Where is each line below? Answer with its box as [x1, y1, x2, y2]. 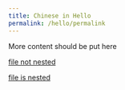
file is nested [8, 72, 50, 82]
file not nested [8, 57, 56, 67]
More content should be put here [8, 41, 118, 51]
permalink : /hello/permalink [8, 19, 106, 27]
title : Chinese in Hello [8, 11, 91, 20]
